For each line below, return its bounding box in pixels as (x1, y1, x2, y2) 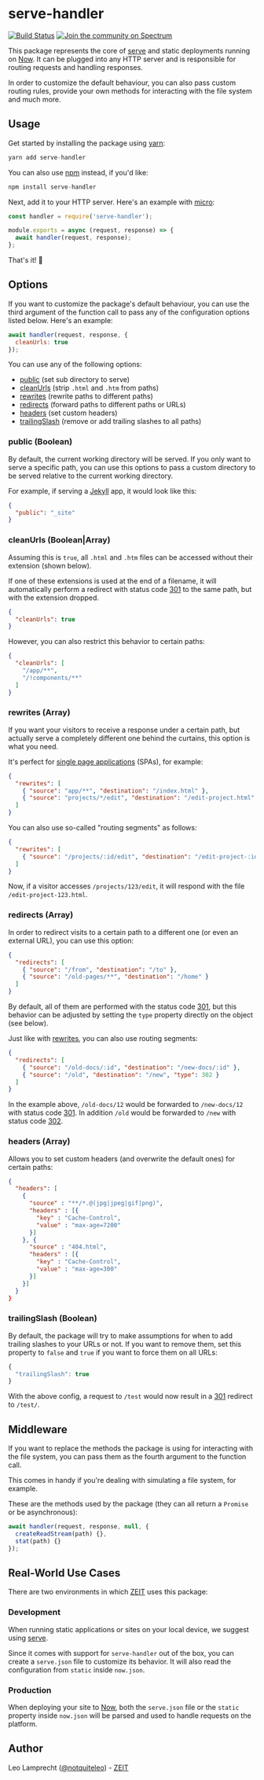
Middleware (8, 1422, 68, 1436)
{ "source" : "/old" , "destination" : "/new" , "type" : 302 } (22, 1071, 220, 1079)
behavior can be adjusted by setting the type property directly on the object (8, 1010, 254, 1019)
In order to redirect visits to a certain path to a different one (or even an (8, 927, 238, 936)
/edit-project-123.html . (8, 890, 88, 899)
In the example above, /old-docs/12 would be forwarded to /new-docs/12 (8, 1100, 244, 1109)
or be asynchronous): (8, 1507, 78, 1517)
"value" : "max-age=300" (36, 1265, 118, 1274)
